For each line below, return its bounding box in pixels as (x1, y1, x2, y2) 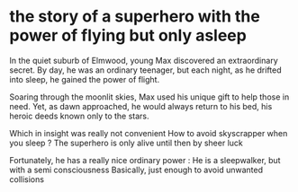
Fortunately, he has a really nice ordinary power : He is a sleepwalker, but (9, 154, 281, 165)
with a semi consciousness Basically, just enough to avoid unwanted (9, 164, 264, 175)
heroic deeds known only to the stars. (9, 110, 150, 121)
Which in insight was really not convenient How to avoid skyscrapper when (9, 127, 288, 138)
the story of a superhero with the (9, 6, 261, 27)
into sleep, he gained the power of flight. (9, 74, 160, 84)
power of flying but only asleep (9, 25, 248, 46)
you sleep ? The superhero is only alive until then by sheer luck (9, 137, 243, 148)
